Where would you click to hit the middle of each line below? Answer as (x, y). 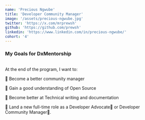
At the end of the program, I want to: (41, 69)
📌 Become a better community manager (45, 79)
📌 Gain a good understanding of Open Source (51, 88)
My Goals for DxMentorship (38, 53)
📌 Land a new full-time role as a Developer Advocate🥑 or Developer (72, 107)
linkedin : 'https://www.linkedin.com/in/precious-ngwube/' (66, 32)
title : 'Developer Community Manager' (44, 14)
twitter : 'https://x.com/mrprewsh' (41, 23)
